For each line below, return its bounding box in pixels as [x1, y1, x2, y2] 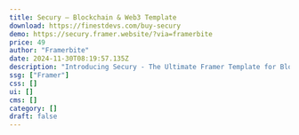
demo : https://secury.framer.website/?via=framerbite [9, 29, 214, 38]
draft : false [9, 112, 58, 121]
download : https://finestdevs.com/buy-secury [9, 21, 181, 30]
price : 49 [9, 37, 46, 47]
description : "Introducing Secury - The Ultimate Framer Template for [9, 63, 277, 72]
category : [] [9, 104, 58, 113]
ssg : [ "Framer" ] [9, 71, 69, 80]
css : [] [9, 79, 38, 88]
